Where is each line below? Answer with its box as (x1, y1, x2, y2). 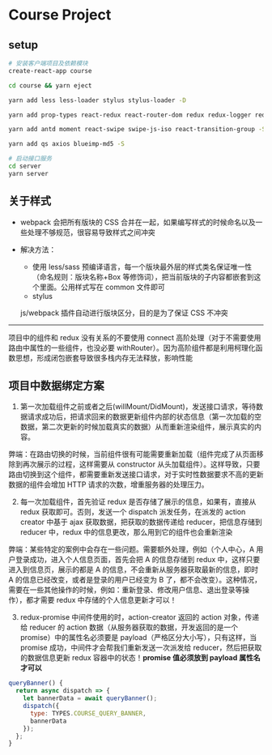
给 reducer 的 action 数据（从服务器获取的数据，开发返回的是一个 (19, 622, 239, 633)
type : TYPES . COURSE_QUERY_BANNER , (29, 709, 147, 718)
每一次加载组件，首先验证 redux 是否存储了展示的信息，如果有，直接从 (19, 497, 257, 507)
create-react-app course (8, 66, 92, 75)
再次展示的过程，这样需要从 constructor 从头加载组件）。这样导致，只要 (22, 459, 261, 469)
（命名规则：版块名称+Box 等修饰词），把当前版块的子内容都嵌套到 (32, 271, 254, 281)
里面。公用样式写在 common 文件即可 (39, 282, 166, 292)
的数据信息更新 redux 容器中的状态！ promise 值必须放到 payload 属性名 (19, 653, 261, 663)
